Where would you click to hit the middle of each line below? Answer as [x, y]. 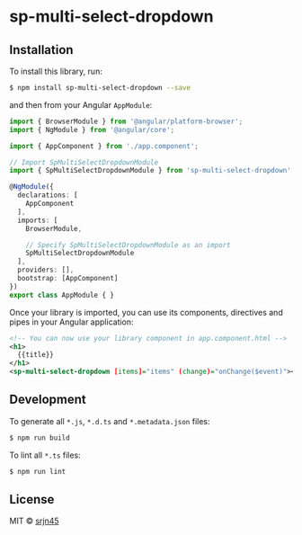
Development [48, 400]
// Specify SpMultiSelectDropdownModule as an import [128, 245]
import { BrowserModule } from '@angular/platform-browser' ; [126, 121]
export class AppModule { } [62, 295]
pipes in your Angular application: [71, 322]
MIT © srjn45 [35, 521]
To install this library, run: [56, 71]
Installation [41, 50]
